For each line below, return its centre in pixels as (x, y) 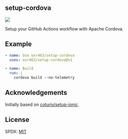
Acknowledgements (36, 93)
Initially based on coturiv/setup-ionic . (42, 104)
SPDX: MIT (16, 131)
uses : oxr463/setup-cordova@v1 (41, 60)
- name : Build (19, 69)
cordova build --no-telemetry (44, 78)
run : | (16, 73)
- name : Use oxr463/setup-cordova (40, 55)
